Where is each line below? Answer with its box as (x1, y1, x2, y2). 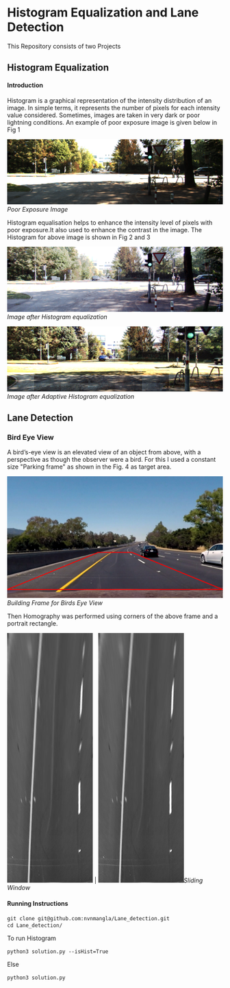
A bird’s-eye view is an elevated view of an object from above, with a (7, 448, 201, 456)
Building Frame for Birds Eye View (7, 598, 103, 607)
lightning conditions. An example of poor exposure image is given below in (7, 118, 218, 126)
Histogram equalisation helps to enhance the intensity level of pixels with (7, 218, 213, 227)
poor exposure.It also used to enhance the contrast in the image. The (7, 225, 202, 234)
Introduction (7, 81, 43, 89)
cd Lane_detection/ (7, 922, 63, 929)
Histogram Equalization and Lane (7, 5, 199, 21)
